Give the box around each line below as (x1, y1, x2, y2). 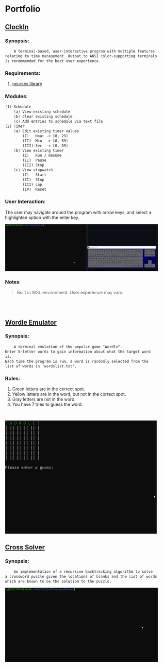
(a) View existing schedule (14, 109, 70, 115)
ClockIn (5, 23, 29, 31)
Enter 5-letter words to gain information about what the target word (5, 349, 151, 354)
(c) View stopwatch (14, 167, 53, 173)
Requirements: (5, 69, 41, 76)
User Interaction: (5, 198, 46, 205)
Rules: (5, 375, 20, 382)
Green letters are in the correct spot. (12, 386, 85, 392)
